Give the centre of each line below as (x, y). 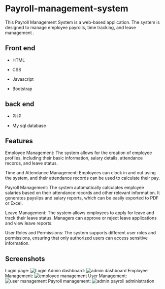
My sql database (29, 126)
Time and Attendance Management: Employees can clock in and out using (81, 173)
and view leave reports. (29, 223)
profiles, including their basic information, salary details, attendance (74, 158)
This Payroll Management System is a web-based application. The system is (82, 22)
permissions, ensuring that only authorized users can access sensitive (77, 238)
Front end (20, 48)
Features (19, 141)
